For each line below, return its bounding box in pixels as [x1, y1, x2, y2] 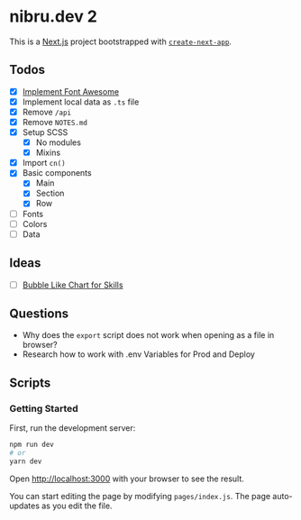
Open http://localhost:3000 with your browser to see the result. [9, 473, 245, 484]
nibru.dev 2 [9, 6, 97, 27]
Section [35, 187, 65, 199]
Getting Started [9, 402, 78, 415]
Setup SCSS [22, 127, 68, 137]
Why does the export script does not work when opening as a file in [22, 330, 275, 341]
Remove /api [22, 106, 72, 117]
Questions [9, 306, 69, 321]
